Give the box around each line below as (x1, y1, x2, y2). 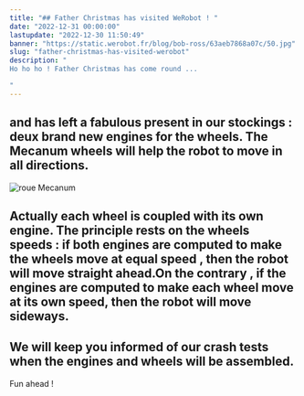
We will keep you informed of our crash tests (9, 339, 269, 355)
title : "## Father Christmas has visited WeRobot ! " (9, 13, 219, 23)
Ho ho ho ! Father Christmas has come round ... (9, 65, 198, 74)
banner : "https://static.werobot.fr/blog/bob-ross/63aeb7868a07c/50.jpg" (9, 38, 297, 48)
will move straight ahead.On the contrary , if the (9, 265, 287, 281)
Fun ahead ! (9, 378, 55, 389)
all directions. (9, 157, 89, 174)
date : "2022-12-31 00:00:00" (9, 22, 121, 31)
